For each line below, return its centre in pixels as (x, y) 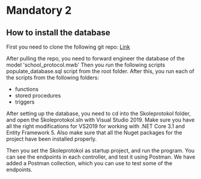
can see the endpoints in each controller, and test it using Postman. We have (101, 157)
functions (27, 89)
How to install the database (58, 33)
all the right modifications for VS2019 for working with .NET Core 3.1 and (95, 126)
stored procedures (38, 95)
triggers (25, 102)
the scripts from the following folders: (52, 78)
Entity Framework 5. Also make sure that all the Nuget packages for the (94, 133)
